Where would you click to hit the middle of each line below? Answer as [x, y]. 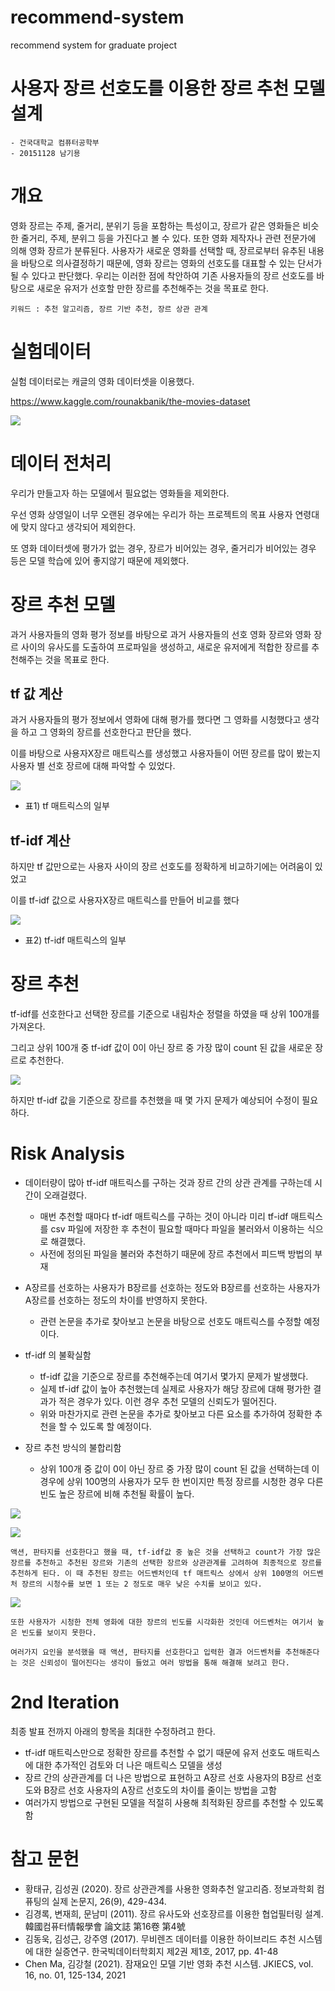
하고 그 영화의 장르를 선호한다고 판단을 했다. [106, 732]
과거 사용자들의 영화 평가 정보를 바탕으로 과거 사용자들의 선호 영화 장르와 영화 [161, 634]
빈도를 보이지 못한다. [59, 1633]
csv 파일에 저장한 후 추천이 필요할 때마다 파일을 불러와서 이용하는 [177, 1229]
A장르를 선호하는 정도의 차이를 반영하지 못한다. [116, 1300]
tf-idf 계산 [40, 840]
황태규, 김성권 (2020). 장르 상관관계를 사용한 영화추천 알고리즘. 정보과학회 [169, 1889]
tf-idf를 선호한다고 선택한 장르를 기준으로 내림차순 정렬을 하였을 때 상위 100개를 [165, 1014]
